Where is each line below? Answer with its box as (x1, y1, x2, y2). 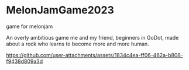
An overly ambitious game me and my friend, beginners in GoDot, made (6, 34, 179, 41)
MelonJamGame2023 (6, 3, 114, 17)
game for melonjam (6, 23, 53, 30)
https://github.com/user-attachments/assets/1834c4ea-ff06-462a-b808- (6, 51, 183, 58)
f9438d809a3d (6, 58, 43, 65)
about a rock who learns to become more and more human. (6, 40, 149, 47)
